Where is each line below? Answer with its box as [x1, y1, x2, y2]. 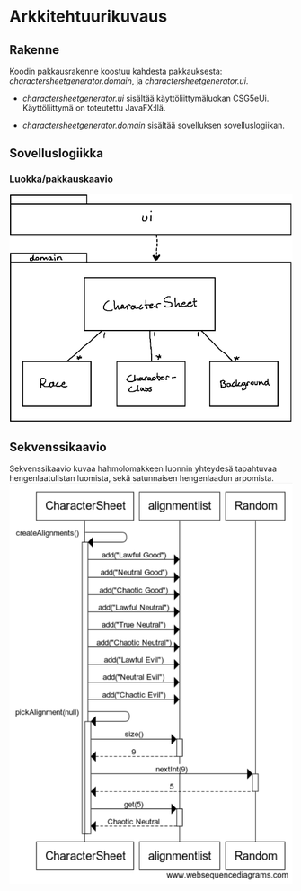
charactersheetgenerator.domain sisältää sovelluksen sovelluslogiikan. [22, 120, 286, 130]
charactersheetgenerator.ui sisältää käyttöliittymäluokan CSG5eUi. [22, 93, 270, 103]
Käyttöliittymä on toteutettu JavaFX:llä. [22, 102, 166, 113]
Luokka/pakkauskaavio [9, 173, 114, 185]
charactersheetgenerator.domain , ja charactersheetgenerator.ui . [9, 76, 249, 86]
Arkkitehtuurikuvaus [9, 6, 168, 27]
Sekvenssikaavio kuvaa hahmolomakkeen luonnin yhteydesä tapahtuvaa [9, 463, 277, 474]
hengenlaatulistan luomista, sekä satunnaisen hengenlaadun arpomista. [9, 473, 274, 484]
